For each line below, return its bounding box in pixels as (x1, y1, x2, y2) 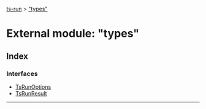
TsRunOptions (15, 83, 51, 91)
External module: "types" (6, 27, 140, 40)
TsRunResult (15, 89, 47, 97)
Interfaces (6, 69, 38, 78)
